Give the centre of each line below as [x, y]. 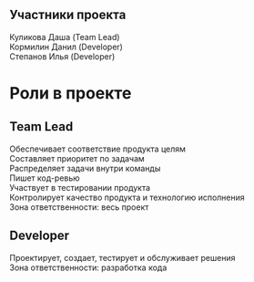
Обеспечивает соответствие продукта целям [98, 149]
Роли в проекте [71, 93]
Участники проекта [68, 15]
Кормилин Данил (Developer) [66, 47]
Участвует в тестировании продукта [80, 187]
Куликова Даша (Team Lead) [65, 37]
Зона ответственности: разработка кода [88, 267]
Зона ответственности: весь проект [79, 207]
